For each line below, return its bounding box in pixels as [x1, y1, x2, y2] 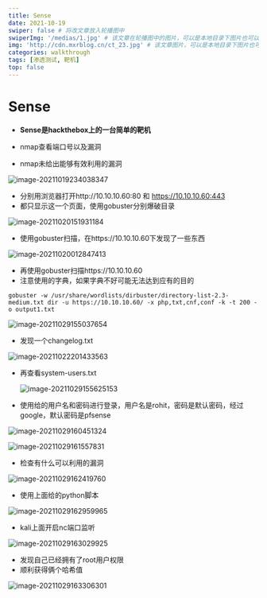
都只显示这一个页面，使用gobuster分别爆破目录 [19, 200, 175, 211]
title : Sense [8, 11, 52, 20]
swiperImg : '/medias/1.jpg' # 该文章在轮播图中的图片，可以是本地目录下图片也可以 [8, 33, 260, 42]
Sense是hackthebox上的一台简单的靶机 [19, 125, 151, 134]
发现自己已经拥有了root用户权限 [19, 554, 125, 565]
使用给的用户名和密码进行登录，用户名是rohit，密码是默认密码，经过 [19, 400, 244, 410]
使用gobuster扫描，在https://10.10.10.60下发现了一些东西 [19, 233, 205, 243]
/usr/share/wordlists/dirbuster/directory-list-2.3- [50, 291, 229, 299]
